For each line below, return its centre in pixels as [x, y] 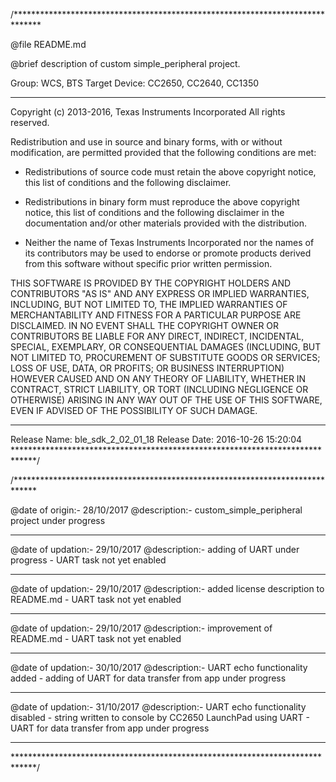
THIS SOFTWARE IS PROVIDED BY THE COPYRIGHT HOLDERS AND [151, 283]
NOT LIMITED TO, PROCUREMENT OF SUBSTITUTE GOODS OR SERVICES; [165, 357]
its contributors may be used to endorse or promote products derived [168, 253]
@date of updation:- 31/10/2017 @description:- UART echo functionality [158, 707]
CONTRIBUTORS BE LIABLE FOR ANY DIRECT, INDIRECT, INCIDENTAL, [157, 336]
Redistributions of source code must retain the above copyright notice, [170, 172]
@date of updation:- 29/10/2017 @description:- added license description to [167, 588]
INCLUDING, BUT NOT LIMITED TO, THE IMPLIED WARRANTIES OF [149, 304]
